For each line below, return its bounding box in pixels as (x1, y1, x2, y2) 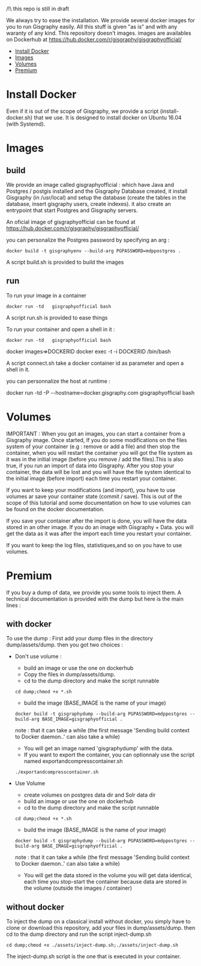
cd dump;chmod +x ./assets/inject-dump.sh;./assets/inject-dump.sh (6, 943, 179, 949)
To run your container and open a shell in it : (6, 326, 115, 333)
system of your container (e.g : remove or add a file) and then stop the (6, 443, 180, 450)
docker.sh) (6, 114, 33, 121)
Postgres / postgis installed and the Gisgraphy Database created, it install (6, 187, 188, 195)
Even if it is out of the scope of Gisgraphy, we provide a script (6, 108, 159, 115)
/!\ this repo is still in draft (6, 5, 70, 12)
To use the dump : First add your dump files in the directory (6, 635, 153, 642)
